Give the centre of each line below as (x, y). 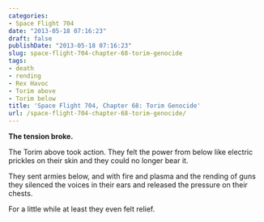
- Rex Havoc (28, 83)
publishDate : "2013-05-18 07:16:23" (70, 46)
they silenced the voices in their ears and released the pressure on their (128, 185)
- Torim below (32, 98)
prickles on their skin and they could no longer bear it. (98, 161)
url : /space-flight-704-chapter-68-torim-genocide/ (97, 114)
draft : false (30, 38)
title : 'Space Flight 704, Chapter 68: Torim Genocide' (104, 106)
